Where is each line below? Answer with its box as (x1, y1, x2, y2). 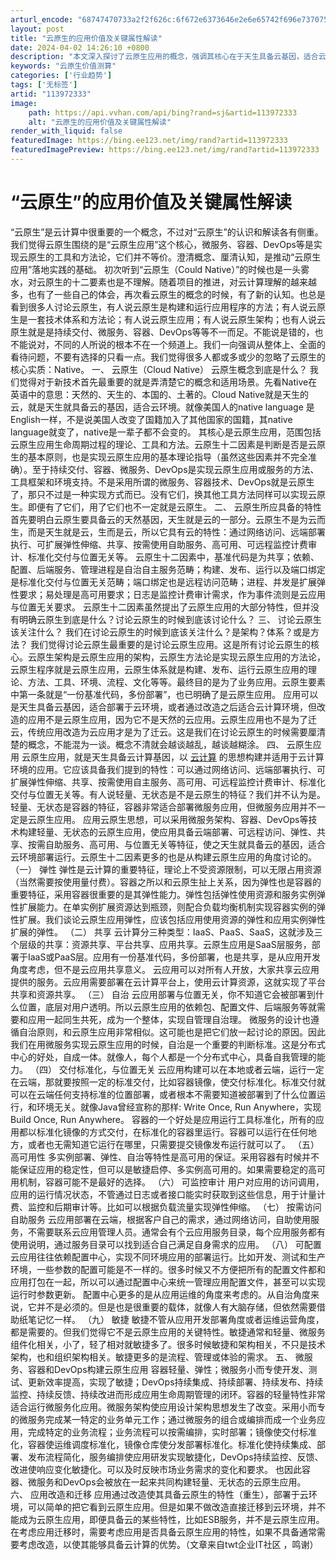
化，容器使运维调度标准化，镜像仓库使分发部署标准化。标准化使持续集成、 (10, 1438, 317, 1450)
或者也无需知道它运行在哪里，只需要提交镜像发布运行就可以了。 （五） (27, 1138, 320, 1150)
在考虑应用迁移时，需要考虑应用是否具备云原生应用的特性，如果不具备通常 (10, 1526, 317, 1538)
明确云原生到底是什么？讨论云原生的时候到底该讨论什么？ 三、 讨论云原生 (18, 613, 322, 625)
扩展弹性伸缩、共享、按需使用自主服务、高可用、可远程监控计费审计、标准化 (10, 776, 326, 788)
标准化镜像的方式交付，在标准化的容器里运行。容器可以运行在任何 (36, 1126, 308, 1138)
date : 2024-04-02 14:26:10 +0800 (10, 42, 150, 53)
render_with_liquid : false (10, 126, 123, 136)
